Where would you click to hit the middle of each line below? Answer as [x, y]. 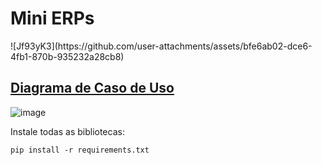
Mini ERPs [52, 18]
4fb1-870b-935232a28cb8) [67, 56]
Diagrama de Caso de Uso [92, 88]
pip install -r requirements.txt [80, 150]
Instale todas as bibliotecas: [67, 131]
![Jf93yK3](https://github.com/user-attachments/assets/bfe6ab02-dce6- [161, 46]
